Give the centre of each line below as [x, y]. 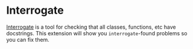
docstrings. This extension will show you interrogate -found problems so [97, 33]
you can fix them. [28, 39]
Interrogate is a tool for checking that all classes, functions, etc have [91, 27]
